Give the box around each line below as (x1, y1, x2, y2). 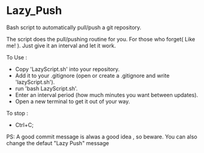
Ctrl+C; (15, 121, 34, 128)
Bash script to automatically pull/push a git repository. (6, 24, 142, 31)
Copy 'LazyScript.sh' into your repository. (15, 65, 120, 73)
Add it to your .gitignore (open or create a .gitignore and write (15, 72, 170, 79)
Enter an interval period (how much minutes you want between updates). (15, 91, 199, 98)
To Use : (6, 53, 27, 61)
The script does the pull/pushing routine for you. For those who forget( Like (6, 35, 195, 42)
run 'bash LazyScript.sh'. (15, 84, 78, 92)
